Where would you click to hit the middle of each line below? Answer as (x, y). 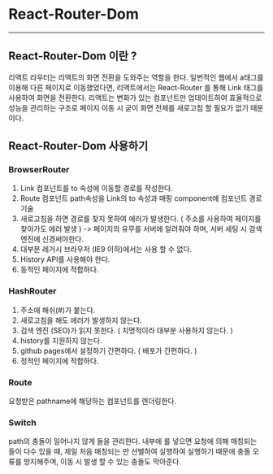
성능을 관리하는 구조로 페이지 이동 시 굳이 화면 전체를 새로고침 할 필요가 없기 (129, 107)
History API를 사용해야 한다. (65, 259)
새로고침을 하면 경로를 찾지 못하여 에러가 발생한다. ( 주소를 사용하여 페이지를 (141, 219)
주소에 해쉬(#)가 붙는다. (58, 310)
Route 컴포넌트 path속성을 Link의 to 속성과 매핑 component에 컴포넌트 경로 (141, 198)
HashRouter (32, 291)
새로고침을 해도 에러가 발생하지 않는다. (81, 320)
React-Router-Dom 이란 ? (73, 57)
